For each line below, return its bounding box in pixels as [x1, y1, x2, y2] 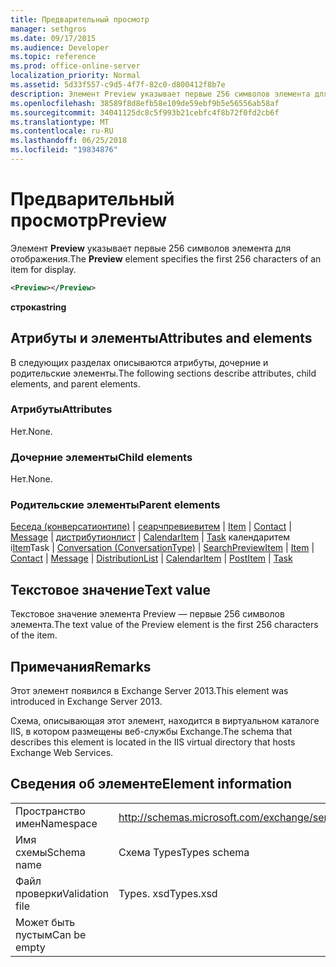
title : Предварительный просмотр [10, 14, 150, 25]
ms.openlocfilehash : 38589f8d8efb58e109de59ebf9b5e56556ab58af [10, 98, 280, 108]
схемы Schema [15, 845, 86, 859]
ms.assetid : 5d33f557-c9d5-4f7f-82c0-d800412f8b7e [10, 80, 226, 90]
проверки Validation [15, 886, 109, 900]
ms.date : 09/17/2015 [10, 33, 97, 43]
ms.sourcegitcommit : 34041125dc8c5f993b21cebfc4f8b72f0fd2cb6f [10, 107, 280, 118]
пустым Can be [15, 927, 87, 941]
